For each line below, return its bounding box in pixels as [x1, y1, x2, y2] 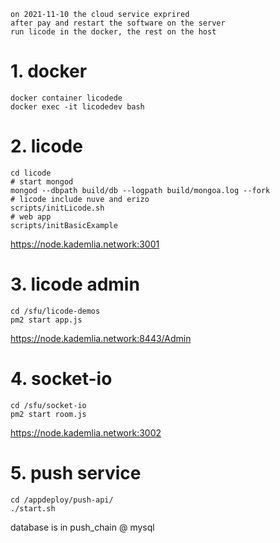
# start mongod [10, 176, 74, 187]
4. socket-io [10, 368, 113, 390]
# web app [10, 211, 52, 222]
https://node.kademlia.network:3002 [10, 426, 162, 439]
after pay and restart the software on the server [10, 18, 226, 28]
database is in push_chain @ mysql [10, 521, 155, 533]
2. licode [10, 135, 83, 158]
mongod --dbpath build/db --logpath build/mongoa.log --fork [10, 185, 271, 195]
